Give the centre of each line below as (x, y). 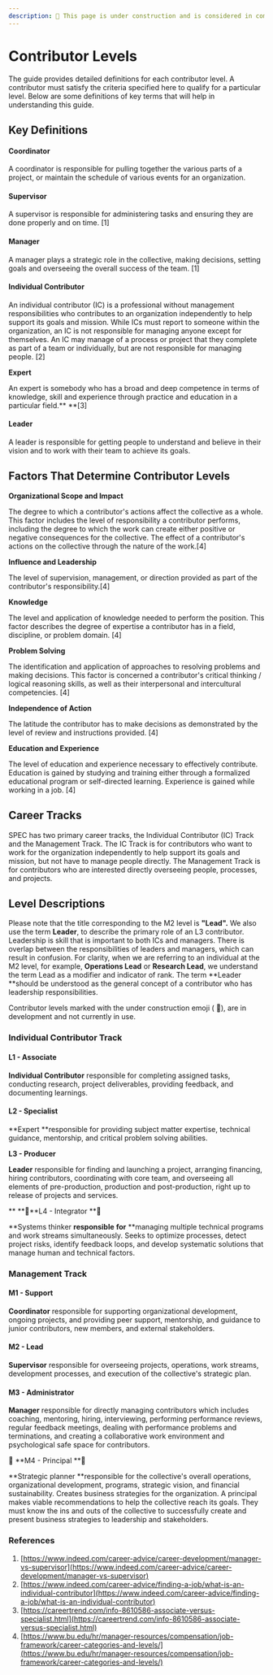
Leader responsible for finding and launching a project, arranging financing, (135, 1169)
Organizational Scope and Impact (66, 496)
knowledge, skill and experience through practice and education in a (123, 397)
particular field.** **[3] (48, 405)
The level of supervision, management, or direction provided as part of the (133, 577)
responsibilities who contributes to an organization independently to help (130, 313)
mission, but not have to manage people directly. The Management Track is (134, 861)
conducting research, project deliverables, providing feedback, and (121, 1084)
